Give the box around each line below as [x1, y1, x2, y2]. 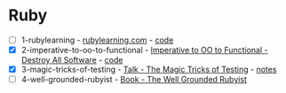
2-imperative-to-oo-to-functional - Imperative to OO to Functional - [20, 45, 268, 55]
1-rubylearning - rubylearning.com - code [20, 35, 174, 45]
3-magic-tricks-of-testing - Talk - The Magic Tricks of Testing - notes [20, 64, 277, 75]
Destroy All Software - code [20, 55, 123, 66]
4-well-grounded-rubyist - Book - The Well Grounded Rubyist [20, 74, 248, 85]
